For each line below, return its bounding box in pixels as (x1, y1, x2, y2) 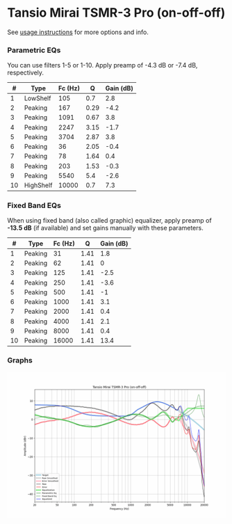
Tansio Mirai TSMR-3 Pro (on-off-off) (7, 5, 226, 21)
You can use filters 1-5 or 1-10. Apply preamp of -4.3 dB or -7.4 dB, (7, 61, 198, 70)
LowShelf (24, 94, 51, 102)
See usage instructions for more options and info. (7, 28, 149, 36)
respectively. (7, 68, 44, 77)
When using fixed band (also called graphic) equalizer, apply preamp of (7, 216, 212, 225)
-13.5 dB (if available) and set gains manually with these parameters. (7, 224, 204, 232)
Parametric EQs (7, 45, 61, 55)
